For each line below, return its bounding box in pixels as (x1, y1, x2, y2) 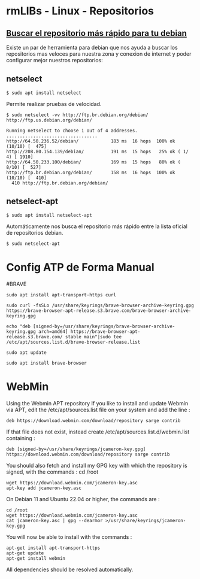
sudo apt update (6, 349, 47, 356)
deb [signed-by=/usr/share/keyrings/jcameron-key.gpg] (6, 446, 146, 452)
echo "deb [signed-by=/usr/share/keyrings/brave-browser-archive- (6, 323, 175, 329)
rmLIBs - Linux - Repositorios (6, 4, 154, 18)
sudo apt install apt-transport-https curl (6, 292, 117, 298)
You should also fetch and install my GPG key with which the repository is (6, 462, 187, 469)
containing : (6, 434, 36, 441)
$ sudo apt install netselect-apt (6, 212, 93, 218)
